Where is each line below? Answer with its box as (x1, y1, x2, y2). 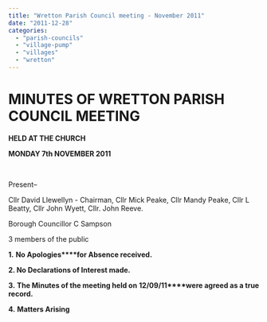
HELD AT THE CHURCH (8, 133, 86, 143)
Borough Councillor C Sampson (8, 219, 112, 228)
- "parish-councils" (15, 33, 84, 42)
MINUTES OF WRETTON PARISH (8, 91, 225, 108)
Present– (8, 180, 37, 189)
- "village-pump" (15, 41, 73, 49)
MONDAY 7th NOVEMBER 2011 (8, 149, 112, 158)
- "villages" (15, 48, 59, 56)
